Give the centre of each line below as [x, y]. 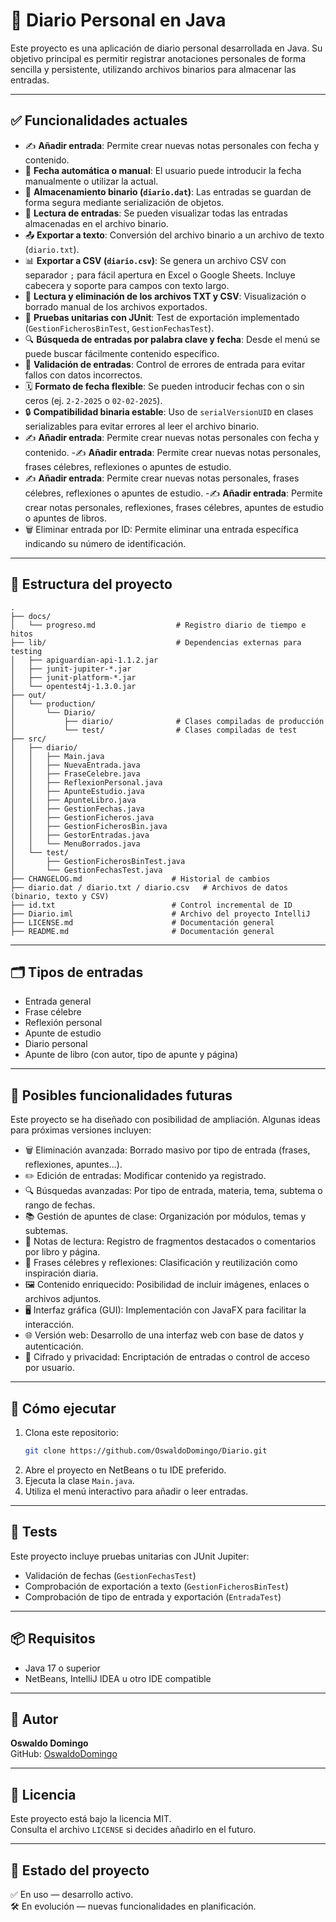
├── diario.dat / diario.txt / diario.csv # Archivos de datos [149, 887]
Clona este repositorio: [71, 1432]
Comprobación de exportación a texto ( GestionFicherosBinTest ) [156, 1586]
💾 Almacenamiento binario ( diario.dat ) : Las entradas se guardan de [168, 191]
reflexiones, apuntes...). [73, 1165]
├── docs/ [31, 616]
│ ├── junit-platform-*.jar [73, 677]
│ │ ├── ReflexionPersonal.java [86, 782]
